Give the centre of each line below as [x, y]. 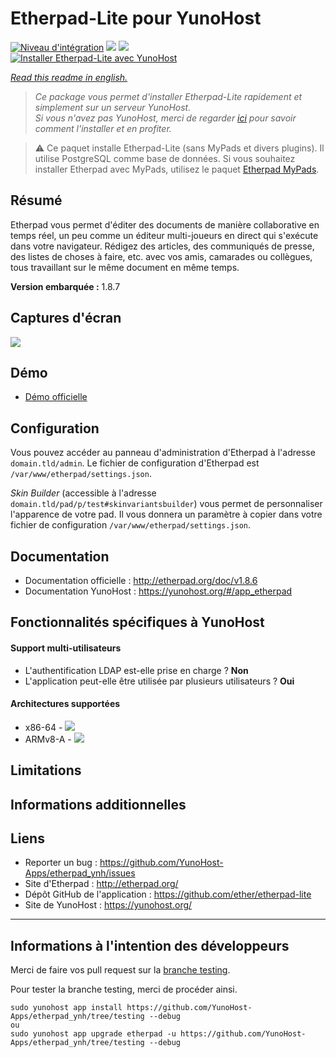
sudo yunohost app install [66, 1008]
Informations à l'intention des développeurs [150, 945]
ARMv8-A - [48, 739]
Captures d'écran [66, 318]
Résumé [36, 200]
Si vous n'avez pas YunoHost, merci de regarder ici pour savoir [165, 118]
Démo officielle [56, 397]
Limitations [46, 770]
